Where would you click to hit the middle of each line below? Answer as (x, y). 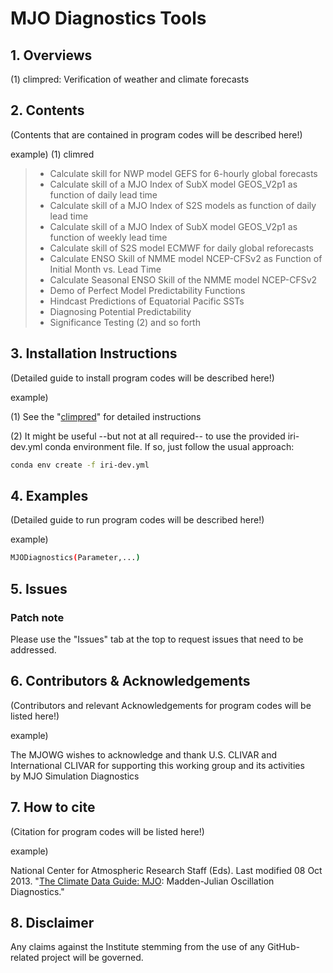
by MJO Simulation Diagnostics (75, 776)
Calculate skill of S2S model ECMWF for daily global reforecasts (181, 248)
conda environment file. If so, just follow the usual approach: (169, 446)
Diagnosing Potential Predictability (120, 311)
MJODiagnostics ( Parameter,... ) (75, 558)
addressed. (33, 649)
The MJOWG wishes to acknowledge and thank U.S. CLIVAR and (144, 754)
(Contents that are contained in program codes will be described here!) (156, 134)
